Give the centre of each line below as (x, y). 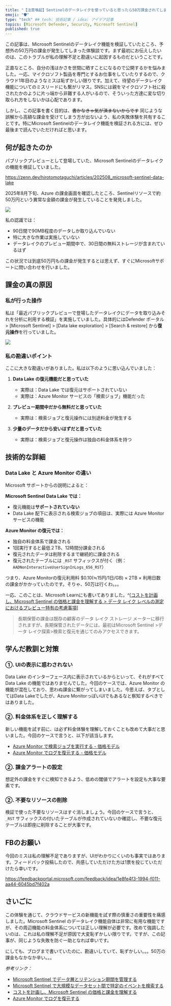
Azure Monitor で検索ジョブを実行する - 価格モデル (66, 746)
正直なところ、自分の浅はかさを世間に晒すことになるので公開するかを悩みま (85, 68)
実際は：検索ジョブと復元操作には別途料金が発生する (76, 418)
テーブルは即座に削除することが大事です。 (50, 825)
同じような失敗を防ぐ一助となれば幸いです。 (65, 940)
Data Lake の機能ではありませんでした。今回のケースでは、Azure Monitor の (85, 683)
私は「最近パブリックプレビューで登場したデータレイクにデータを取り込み (83, 313)
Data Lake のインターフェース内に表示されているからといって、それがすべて (85, 677)
